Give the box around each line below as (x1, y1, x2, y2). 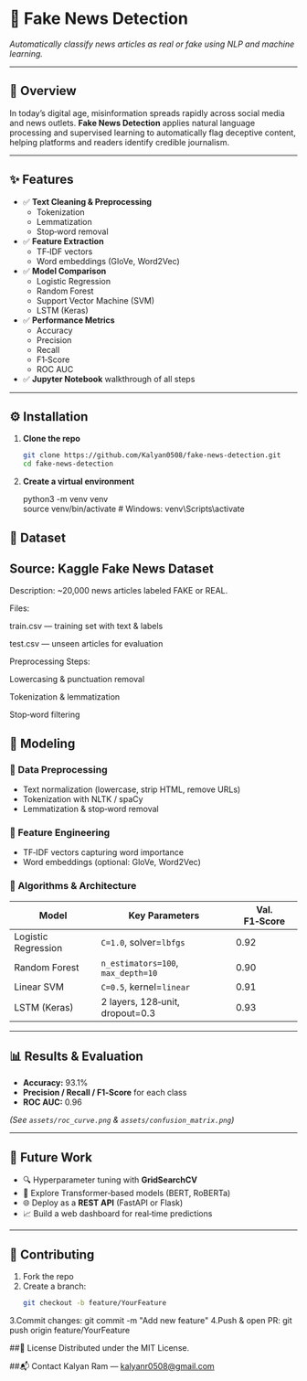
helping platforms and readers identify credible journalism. (9, 136, 230, 147)
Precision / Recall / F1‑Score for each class (22, 1087, 187, 1098)
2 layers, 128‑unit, (101, 995, 180, 1008)
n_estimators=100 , (101, 956, 179, 969)
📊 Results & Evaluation (9, 1049, 143, 1064)
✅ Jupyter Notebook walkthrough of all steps (22, 373, 196, 384)
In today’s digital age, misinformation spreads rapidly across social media (9, 107, 285, 118)
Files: (9, 603, 30, 614)
